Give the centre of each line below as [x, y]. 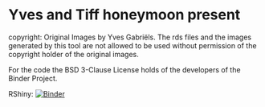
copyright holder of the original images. [73, 54]
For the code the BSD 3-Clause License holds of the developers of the [124, 69]
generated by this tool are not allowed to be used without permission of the [132, 45]
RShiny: [21, 93]
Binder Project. [33, 78]
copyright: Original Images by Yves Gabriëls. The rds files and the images [130, 37]
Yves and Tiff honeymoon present [124, 15]
